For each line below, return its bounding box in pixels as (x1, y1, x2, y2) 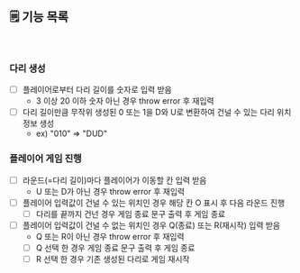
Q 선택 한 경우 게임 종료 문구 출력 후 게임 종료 (35, 242, 195, 253)
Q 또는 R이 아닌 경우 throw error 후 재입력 (35, 231, 185, 241)
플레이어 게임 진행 (9, 152, 83, 165)
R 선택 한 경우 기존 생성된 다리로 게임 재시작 (35, 253, 190, 264)
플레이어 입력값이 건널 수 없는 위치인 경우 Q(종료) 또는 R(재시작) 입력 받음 (22, 220, 281, 231)
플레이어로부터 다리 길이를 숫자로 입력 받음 (22, 85, 173, 96)
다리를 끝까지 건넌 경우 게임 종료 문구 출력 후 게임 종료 (35, 208, 226, 219)
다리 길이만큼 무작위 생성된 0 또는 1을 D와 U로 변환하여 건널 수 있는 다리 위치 (22, 107, 292, 118)
